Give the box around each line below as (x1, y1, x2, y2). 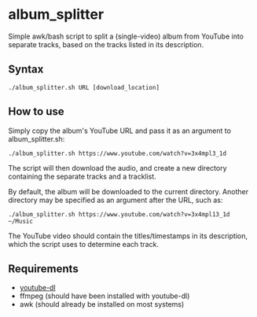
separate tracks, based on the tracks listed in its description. (8, 39, 204, 49)
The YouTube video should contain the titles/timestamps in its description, (8, 230, 248, 241)
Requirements (8, 262, 79, 275)
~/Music (8, 217, 34, 225)
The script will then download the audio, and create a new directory (8, 163, 227, 172)
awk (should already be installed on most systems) (19, 300, 185, 309)
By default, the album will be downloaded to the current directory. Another (8, 186, 249, 196)
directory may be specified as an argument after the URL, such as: (8, 195, 223, 205)
